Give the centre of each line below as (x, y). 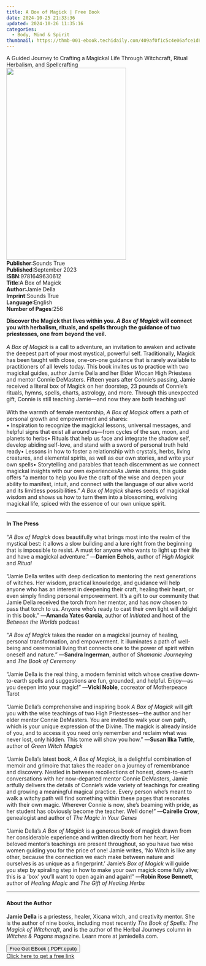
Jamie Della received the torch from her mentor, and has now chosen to (97, 602)
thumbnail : (20, 41)
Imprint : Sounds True (33, 296)
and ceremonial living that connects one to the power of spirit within (108, 648)
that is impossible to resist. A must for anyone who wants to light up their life (103, 550)
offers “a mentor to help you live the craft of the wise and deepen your (95, 477)
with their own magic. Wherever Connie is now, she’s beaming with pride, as (102, 805)
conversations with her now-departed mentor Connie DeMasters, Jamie (97, 779)
